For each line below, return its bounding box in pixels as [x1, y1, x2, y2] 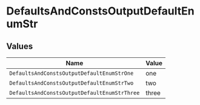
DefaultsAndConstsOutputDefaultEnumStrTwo [9, 80, 134, 86]
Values [6, 41, 33, 51]
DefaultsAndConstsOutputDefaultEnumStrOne [9, 70, 134, 77]
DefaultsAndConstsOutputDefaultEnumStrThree [9, 89, 140, 96]
